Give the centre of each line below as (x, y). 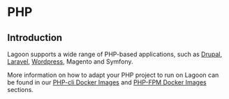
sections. (20, 90)
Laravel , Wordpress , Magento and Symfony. (71, 62)
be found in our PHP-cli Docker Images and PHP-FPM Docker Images (107, 82)
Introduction (35, 38)
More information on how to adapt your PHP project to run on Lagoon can (113, 75)
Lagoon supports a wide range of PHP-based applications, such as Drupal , (114, 54)
